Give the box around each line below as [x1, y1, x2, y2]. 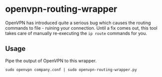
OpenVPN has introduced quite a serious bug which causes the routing [5, 20, 151, 26]
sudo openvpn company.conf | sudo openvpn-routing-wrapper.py [5, 67, 137, 72]
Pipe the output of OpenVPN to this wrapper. [5, 58, 97, 64]
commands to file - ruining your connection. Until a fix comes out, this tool [5, 25, 158, 31]
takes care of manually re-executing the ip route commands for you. [5, 30, 148, 36]
